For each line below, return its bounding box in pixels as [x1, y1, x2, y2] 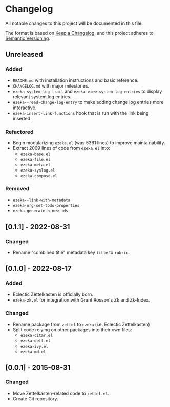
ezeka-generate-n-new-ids [12, 208, 68, 214]
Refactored [5, 128, 34, 135]
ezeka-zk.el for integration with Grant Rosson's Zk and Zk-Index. [12, 296, 150, 303]
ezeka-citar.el [20, 333, 53, 338]
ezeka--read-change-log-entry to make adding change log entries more [12, 99, 164, 105]
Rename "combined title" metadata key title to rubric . [12, 249, 130, 255]
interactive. [12, 104, 37, 111]
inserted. [12, 115, 32, 121]
